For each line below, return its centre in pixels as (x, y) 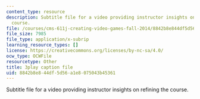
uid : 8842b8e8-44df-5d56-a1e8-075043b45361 (61, 73)
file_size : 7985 (26, 34)
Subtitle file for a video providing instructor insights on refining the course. (97, 89)
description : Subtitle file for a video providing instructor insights (97, 17)
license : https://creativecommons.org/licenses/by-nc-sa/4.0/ (85, 51)
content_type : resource (36, 12)
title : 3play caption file (40, 67)
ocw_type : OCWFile (29, 56)
